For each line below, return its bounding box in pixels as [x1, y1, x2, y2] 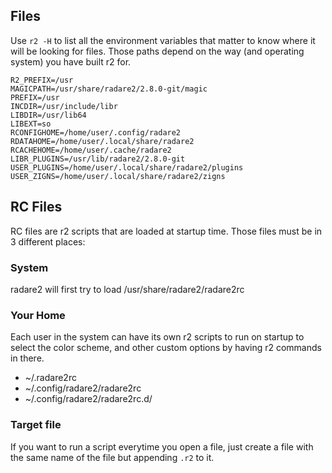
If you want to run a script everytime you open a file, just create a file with [10, 440, 314, 453]
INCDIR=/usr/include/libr [10, 101, 118, 111]
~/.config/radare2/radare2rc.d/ [24, 393, 153, 405]
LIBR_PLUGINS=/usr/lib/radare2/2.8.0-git [10, 154, 186, 164]
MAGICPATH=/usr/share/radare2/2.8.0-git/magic [10, 84, 208, 94]
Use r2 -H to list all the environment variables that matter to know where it [10, 34, 316, 46]
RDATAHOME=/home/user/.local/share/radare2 [10, 136, 195, 146]
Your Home [10, 308, 66, 322]
